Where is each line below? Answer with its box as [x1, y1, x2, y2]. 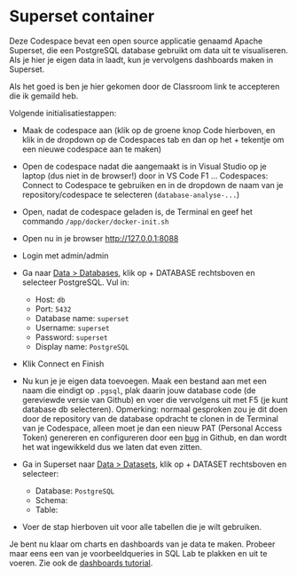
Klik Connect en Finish [21, 358, 105, 369]
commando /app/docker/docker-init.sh [21, 216, 169, 226]
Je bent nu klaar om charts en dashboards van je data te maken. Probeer [9, 539, 276, 549]
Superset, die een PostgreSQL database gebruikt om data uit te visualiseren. [9, 44, 288, 55]
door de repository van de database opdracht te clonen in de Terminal [21, 413, 279, 423]
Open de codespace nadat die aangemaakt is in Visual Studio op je [21, 161, 268, 171]
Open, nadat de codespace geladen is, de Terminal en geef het [21, 206, 253, 217]
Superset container [9, 6, 155, 27]
